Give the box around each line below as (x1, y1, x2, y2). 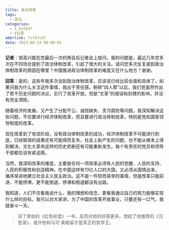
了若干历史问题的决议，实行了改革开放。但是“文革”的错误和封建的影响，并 (5, 90, 159, 96)
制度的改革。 (9, 120, 36, 126)
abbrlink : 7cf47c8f (5, 36, 46, 41)
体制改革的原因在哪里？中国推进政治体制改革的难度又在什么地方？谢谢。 (5, 67, 155, 73)
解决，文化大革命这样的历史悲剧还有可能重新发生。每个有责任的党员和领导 (9, 143, 164, 149)
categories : (5, 21, 30, 27)
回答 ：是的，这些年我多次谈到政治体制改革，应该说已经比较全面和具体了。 (5, 78, 159, 84)
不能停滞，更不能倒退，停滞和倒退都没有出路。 (14, 179, 111, 185)
